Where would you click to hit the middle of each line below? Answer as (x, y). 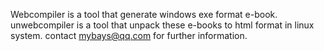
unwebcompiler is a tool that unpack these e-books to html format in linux (162, 25)
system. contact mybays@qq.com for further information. (129, 35)
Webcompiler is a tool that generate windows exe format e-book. (144, 14)
